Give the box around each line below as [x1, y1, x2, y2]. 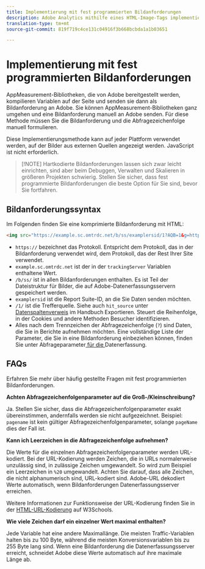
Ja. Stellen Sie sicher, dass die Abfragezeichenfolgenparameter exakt [6, 405, 181, 412]
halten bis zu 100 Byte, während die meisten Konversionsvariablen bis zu [6, 536, 190, 543]
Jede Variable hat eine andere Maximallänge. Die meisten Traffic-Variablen [6, 529, 195, 537]
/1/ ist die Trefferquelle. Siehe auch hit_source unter [15, 301, 148, 309]
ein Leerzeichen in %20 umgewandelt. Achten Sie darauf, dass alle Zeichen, [6, 468, 194, 475]
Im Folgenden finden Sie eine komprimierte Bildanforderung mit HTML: [6, 220, 184, 227]
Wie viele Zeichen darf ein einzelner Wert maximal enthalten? [6, 518, 166, 525]
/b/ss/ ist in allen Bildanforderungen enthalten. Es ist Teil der [15, 276, 169, 283]
